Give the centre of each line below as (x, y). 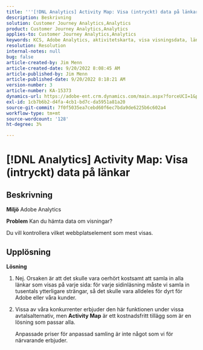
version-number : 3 (29, 85)
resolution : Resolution (36, 46)
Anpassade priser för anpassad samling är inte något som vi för (94, 334)
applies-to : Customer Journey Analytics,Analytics (71, 35)
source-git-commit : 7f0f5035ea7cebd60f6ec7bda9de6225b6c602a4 (86, 107)
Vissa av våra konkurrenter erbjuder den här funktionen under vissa (99, 309)
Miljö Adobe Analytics (34, 210)
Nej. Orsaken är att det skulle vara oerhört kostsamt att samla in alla (99, 278)
